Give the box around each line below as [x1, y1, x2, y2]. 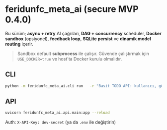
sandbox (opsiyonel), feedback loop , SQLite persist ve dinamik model [5, 36, 151, 42]
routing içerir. [5, 41, 33, 47]
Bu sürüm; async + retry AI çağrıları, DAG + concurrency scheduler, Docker [5, 30, 162, 36]
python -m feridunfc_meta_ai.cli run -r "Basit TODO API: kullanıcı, [5, 83, 157, 88]
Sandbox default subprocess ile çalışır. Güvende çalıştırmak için [17, 51, 149, 57]
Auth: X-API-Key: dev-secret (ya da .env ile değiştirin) [5, 119, 116, 125]
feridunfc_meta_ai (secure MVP [5, 3, 139, 15]
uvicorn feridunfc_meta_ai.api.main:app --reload [5, 110, 110, 115]
